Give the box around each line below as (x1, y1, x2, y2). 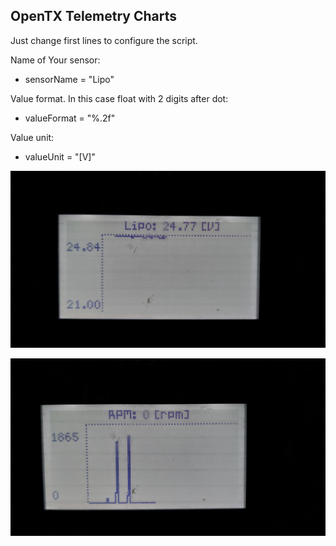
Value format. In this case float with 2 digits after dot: (10, 92, 229, 104)
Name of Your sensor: (10, 54, 101, 66)
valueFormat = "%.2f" (24, 112, 116, 124)
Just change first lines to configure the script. (10, 34, 198, 46)
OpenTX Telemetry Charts (10, 8, 178, 25)
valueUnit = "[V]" (24, 150, 97, 163)
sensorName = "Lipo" (24, 73, 115, 85)
